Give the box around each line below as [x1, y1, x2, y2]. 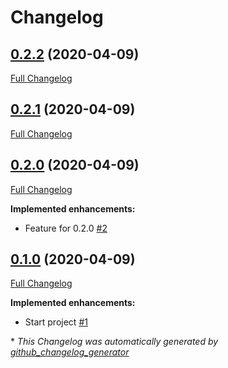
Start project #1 [24, 316, 88, 328]
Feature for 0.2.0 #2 [24, 222, 108, 234]
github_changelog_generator [10, 346, 130, 358]
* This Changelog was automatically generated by [10, 336, 219, 348]
